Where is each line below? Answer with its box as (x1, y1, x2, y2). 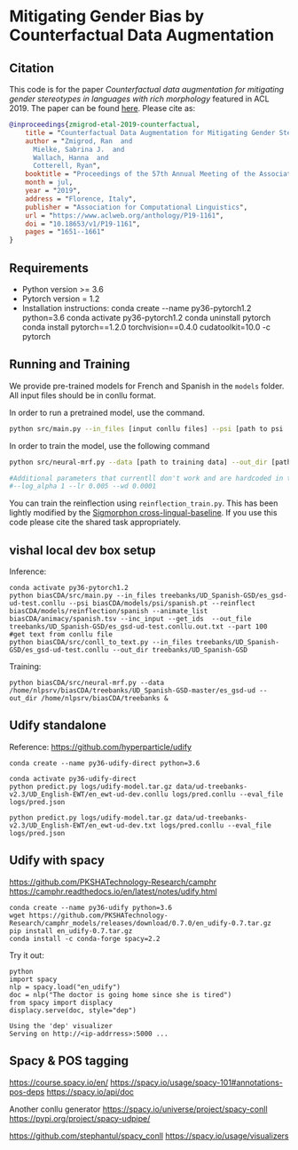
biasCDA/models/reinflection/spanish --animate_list (9, 607, 208, 616)
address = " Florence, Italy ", (25, 194, 137, 204)
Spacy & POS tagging (9, 1053, 129, 1068)
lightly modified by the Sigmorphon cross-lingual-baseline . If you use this (9, 507, 278, 518)
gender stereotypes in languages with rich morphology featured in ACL (9, 93, 270, 104)
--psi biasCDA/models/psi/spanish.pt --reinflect (68, 599, 255, 608)
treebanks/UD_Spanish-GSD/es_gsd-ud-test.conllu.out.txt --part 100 (9, 622, 268, 632)
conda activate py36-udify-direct (9, 774, 137, 783)
